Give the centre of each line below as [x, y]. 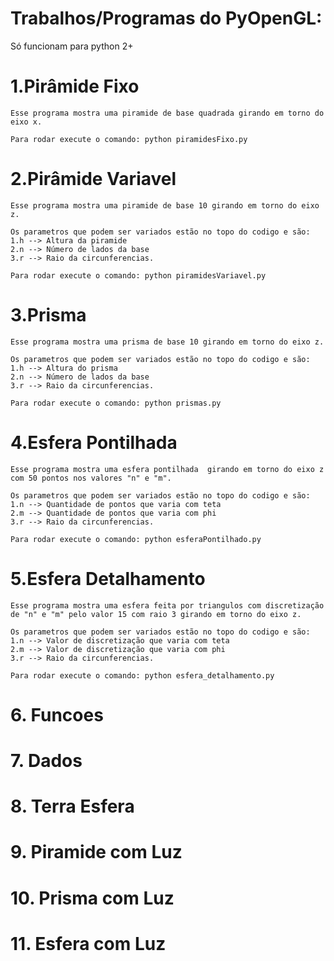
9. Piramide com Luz [96, 852]
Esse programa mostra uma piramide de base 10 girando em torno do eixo [165, 205]
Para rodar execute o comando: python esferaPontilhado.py [136, 539]
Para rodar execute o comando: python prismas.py [116, 403]
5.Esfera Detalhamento [108, 578]
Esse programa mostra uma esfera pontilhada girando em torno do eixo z [167, 469]
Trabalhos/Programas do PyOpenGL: [166, 18]
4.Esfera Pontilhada [94, 442]
